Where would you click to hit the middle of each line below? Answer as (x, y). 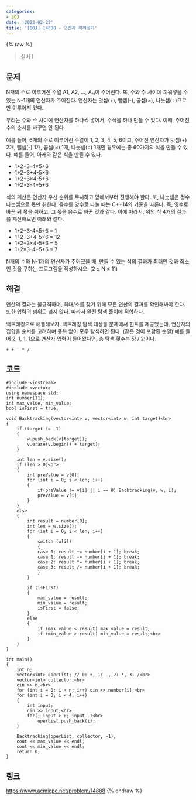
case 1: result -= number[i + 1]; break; (89, 557)
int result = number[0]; (57, 521)
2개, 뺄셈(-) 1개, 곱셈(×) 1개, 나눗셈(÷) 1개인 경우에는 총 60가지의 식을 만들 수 (94, 147)
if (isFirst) (43, 588)
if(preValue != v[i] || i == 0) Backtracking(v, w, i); (107, 490)
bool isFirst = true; (32, 408)
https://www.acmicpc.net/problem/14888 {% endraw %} (74, 791)
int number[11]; (26, 398)
